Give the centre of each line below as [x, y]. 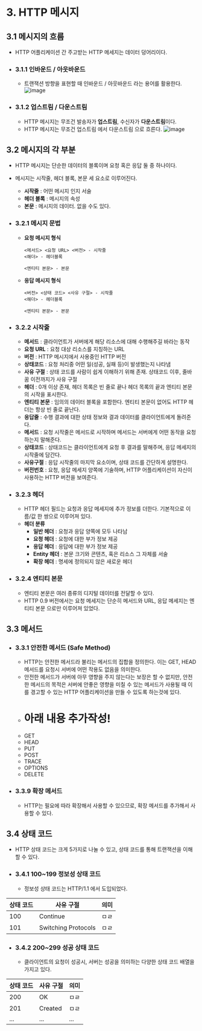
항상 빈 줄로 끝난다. [58, 409]
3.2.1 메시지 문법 [38, 223]
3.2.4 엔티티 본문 [39, 579]
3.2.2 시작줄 [32, 327]
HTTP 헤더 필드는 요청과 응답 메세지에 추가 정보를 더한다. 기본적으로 [104, 509]
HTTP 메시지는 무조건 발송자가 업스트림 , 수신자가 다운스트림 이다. [100, 121]
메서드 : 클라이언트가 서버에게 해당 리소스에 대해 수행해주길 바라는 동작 [107, 341]
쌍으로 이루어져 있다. [68, 516]
